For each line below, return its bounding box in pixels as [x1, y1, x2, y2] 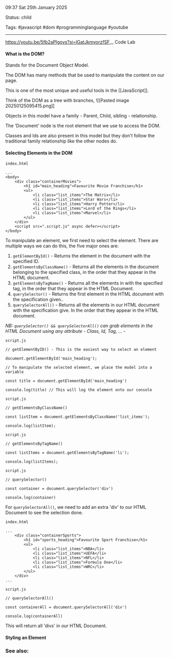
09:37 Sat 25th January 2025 [5, 5, 68, 10]
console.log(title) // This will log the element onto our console [5, 387, 153, 393]
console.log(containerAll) [5, 614, 63, 619]
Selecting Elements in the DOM [5, 150, 73, 156]
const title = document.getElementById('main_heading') [5, 378, 127, 384]
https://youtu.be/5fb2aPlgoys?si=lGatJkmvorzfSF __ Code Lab [5, 39, 136, 45]
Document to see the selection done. [5, 510, 83, 516]
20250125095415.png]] [5, 103, 55, 109]
